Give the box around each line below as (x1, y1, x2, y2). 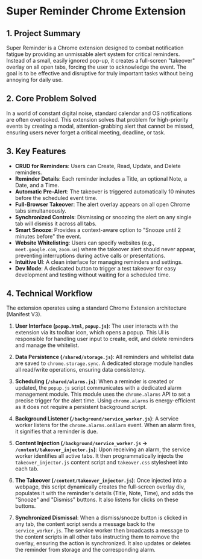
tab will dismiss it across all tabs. (14, 220, 97, 227)
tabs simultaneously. (14, 207, 66, 214)
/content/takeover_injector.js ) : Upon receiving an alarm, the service (14, 446, 191, 453)
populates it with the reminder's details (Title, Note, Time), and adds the (14, 490, 194, 497)
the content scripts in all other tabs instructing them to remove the (14, 533, 180, 540)
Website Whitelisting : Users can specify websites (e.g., (14, 239, 155, 246)
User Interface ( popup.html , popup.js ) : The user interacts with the (14, 322, 178, 329)
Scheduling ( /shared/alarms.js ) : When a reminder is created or (14, 378, 174, 385)
